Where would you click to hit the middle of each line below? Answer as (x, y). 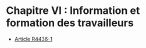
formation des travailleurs (70, 23)
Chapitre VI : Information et (73, 11)
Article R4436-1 (33, 39)
